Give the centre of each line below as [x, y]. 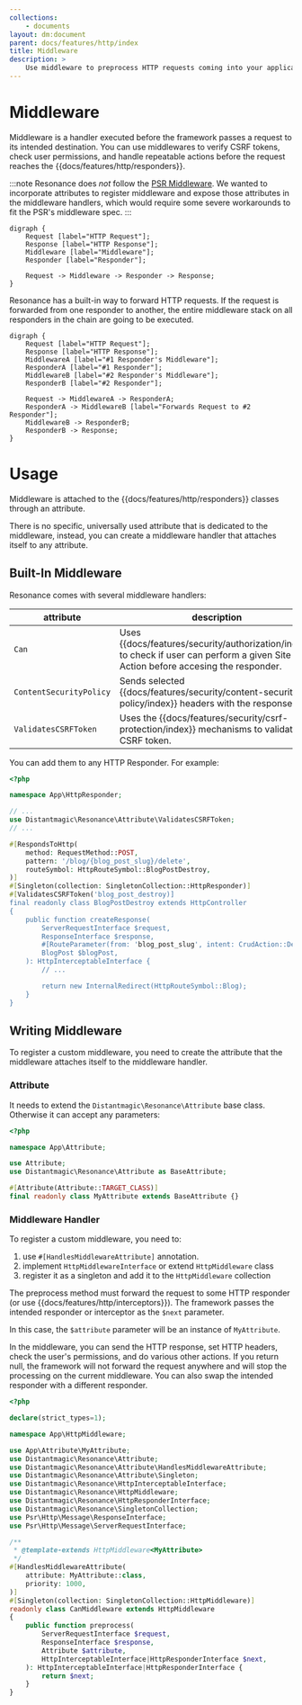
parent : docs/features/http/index [74, 43]
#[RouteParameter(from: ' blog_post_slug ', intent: [138, 945]
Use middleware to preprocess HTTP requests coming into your [144, 68]
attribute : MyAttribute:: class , [86, 1575]
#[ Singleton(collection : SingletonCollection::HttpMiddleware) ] [132, 1601]
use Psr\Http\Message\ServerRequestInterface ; [98, 1526]
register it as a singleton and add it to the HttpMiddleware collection [147, 1276]
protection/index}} [157, 729]
